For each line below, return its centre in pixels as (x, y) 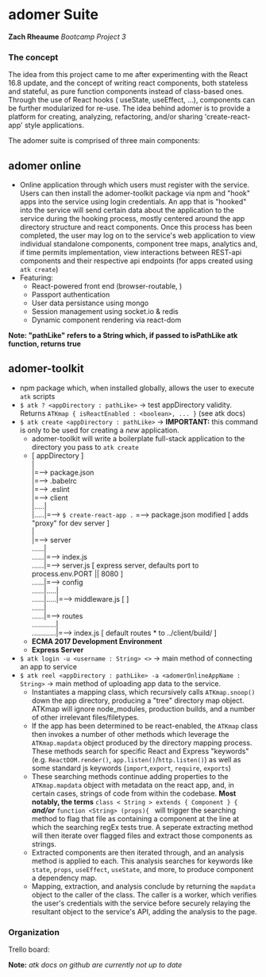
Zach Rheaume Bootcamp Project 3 (67, 37)
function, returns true (45, 344)
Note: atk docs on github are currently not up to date (95, 965)
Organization (34, 932)
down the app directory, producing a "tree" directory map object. (138, 700)
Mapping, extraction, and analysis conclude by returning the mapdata (143, 886)
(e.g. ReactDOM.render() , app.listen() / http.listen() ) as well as (136, 759)
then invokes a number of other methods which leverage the (130, 734)
